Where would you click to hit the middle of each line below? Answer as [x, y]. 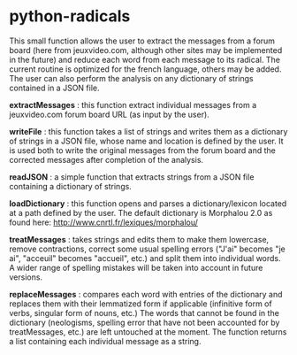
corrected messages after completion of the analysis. [107, 159]
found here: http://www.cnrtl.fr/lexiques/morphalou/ [104, 222]
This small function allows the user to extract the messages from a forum [142, 41]
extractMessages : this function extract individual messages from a [133, 104]
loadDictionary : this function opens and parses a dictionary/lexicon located [148, 203]
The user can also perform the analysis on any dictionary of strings [131, 78]
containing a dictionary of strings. [71, 186]
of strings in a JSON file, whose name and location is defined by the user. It [147, 141]
